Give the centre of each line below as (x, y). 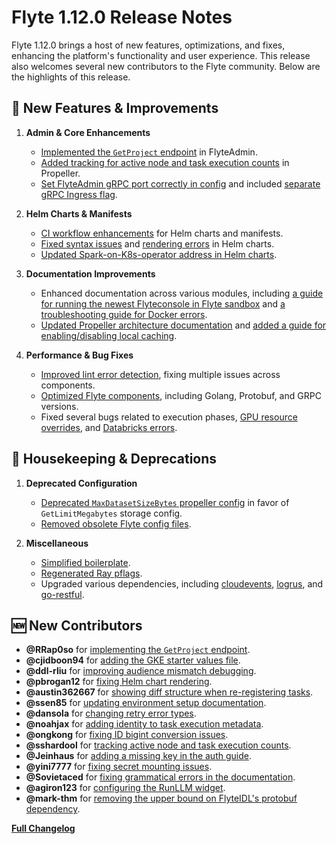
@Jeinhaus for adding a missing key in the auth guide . (138, 756)
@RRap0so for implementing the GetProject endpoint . (138, 650)
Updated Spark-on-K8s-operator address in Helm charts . (159, 254)
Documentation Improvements (90, 273)
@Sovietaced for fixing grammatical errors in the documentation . (160, 777)
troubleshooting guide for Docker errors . (124, 314)
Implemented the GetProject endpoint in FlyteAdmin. (149, 152)
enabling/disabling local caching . (109, 335)
